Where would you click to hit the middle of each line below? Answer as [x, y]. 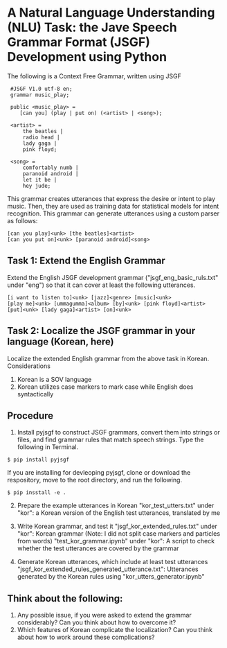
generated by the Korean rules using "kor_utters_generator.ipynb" [111, 577]
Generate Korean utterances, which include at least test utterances [112, 562]
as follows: [22, 220]
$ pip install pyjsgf [38, 460]
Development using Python [87, 57]
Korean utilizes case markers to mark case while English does [105, 387]
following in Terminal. [47, 447]
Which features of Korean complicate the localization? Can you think [115, 630]
